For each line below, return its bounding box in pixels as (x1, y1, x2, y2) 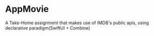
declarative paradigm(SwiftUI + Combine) (5, 25, 90, 31)
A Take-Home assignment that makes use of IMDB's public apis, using (5, 20, 149, 26)
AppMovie (5, 3, 49, 15)
